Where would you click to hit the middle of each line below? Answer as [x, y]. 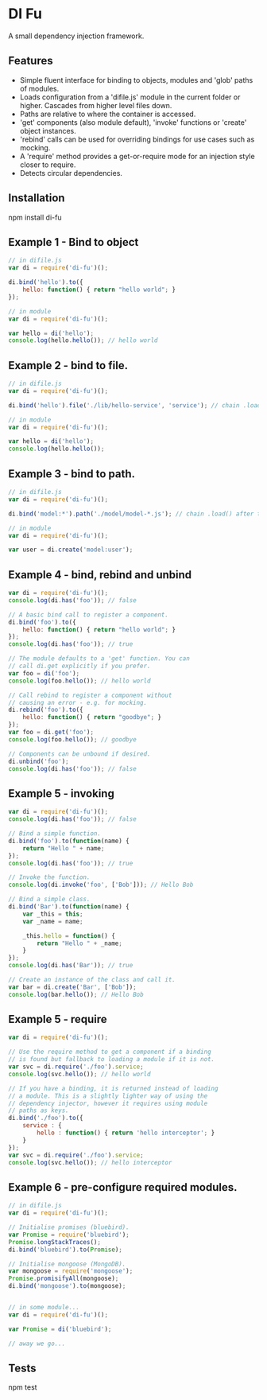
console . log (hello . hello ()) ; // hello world [83, 340]
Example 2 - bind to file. [68, 366]
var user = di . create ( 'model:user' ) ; [71, 550]
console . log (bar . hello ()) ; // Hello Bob [76, 994]
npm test [23, 1387]
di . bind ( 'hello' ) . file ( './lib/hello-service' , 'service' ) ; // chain [124, 405]
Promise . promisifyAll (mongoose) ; [64, 1279]
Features [31, 61]
